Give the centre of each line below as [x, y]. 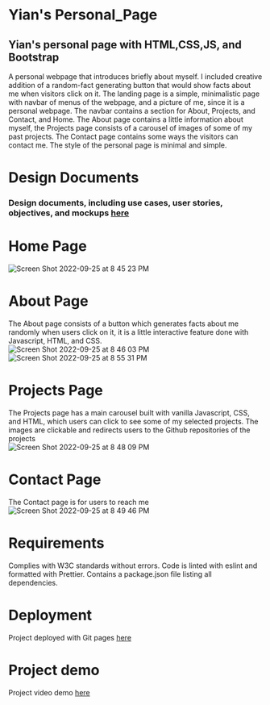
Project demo [54, 670]
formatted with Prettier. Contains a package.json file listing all [110, 574]
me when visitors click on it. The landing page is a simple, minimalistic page [134, 94]
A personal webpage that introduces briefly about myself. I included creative [135, 77]
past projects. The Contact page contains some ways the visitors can [123, 136]
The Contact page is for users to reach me [79, 502]
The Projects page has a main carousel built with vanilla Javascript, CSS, [129, 412]
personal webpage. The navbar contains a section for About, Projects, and [132, 111]
